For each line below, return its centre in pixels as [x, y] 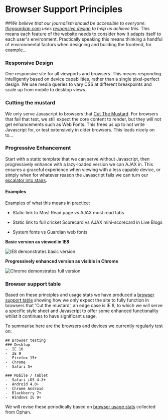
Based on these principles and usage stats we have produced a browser [80, 295]
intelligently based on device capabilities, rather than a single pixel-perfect [82, 79]
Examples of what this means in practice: [48, 203]
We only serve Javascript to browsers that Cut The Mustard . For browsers [82, 113]
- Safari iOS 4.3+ [26, 380]
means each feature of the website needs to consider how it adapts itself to [83, 34]
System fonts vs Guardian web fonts [50, 232]
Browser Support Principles [64, 9]
